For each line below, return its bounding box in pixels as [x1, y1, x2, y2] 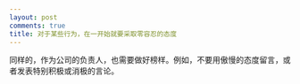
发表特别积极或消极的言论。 [16, 65, 119, 76]
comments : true [9, 21, 66, 30]
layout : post [9, 12, 58, 22]
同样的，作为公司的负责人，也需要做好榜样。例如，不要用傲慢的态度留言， [9, 55, 283, 65]
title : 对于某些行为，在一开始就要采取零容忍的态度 [9, 29, 177, 38]
